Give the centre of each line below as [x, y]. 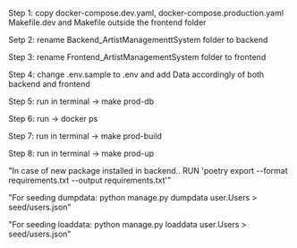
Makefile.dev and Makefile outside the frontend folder [107, 22]
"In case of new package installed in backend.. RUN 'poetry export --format [148, 171]
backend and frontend [49, 84]
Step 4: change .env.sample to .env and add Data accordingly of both [136, 74]
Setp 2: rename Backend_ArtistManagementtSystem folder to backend [138, 40]
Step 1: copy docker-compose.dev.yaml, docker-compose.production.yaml [146, 13]
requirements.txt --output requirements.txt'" [90, 180]
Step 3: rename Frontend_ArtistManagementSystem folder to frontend [137, 57]
